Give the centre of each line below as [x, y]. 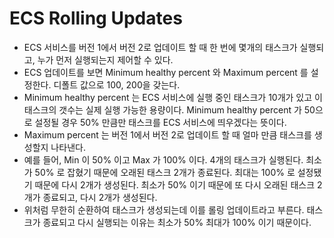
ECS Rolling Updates [96, 18]
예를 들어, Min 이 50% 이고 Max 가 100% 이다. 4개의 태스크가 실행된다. [163, 159]
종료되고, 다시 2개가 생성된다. [100, 197]
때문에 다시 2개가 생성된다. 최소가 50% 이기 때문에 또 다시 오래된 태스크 [175, 184]
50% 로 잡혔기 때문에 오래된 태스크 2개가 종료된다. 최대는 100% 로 [165, 172]
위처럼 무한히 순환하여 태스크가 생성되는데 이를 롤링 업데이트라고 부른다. [164, 209]
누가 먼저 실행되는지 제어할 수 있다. [105, 59]
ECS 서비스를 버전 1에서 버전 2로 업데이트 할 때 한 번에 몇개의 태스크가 [160, 47]
